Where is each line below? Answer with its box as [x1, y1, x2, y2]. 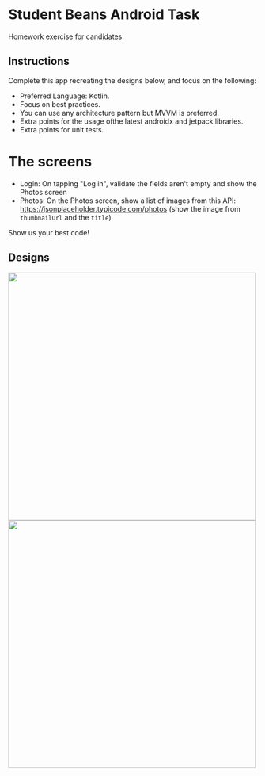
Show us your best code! [8, 227, 89, 237]
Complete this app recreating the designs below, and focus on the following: [8, 75, 257, 85]
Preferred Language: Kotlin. [19, 91, 110, 101]
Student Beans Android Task [8, 6, 200, 24]
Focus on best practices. [19, 99, 101, 109]
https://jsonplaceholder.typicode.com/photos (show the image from [19, 204, 241, 213]
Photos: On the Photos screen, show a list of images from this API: [19, 196, 236, 205]
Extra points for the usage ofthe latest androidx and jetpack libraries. [19, 117, 244, 126]
